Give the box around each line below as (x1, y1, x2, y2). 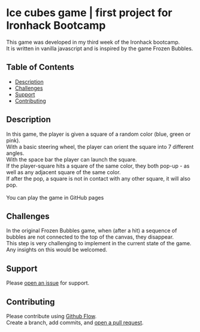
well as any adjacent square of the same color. (6, 168, 121, 176)
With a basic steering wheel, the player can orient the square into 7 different (6, 143, 194, 150)
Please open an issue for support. (6, 279, 90, 287)
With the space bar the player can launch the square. (6, 156, 137, 163)
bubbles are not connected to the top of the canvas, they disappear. (6, 233, 174, 240)
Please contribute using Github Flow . (6, 313, 97, 319)
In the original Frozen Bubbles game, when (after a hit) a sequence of (6, 227, 177, 234)
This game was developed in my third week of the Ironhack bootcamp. (6, 38, 180, 45)
